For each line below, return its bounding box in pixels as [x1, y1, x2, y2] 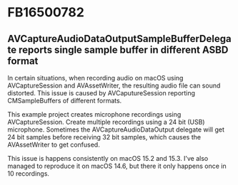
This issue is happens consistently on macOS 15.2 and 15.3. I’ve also [7, 154, 209, 162]
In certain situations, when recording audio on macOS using [7, 74, 184, 82]
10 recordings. [7, 169, 50, 178]
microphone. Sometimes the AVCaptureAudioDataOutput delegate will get [7, 125, 225, 134]
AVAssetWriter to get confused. [7, 140, 100, 149]
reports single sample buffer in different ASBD [18, 43, 229, 55]
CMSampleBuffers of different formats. [7, 97, 122, 105]
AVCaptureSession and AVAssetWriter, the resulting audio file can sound [7, 81, 221, 90]
